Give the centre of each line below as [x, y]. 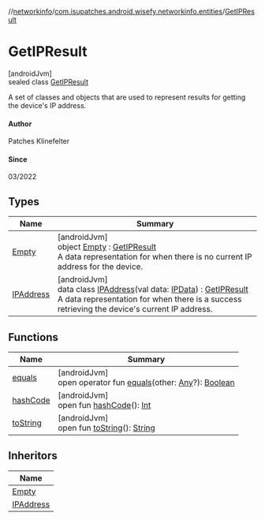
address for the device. [100, 267]
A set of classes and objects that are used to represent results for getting [127, 97]
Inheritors [33, 456]
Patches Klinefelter [39, 141]
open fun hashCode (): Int [105, 405]
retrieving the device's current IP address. [135, 309]
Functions [34, 337]
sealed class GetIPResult [49, 81]
